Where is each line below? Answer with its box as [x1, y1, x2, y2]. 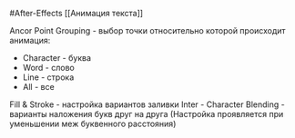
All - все [22, 82, 55, 92]
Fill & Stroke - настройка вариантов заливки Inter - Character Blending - [9, 99, 285, 110]
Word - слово [22, 63, 75, 73]
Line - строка [22, 72, 75, 83]
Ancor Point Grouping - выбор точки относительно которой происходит [9, 25, 286, 35]
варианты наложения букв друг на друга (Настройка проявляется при [9, 109, 284, 119]
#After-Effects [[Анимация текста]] [9, 8, 144, 18]
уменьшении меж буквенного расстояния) [9, 118, 177, 129]
